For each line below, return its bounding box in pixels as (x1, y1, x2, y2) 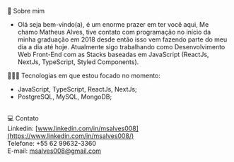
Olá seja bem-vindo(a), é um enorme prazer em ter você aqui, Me (17, 20, 209, 28)
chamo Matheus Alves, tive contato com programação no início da (17, 28, 211, 36)
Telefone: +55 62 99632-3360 (7, 139, 97, 147)
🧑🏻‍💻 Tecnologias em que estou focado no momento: (7, 71, 161, 80)
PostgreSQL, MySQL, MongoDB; (17, 92, 112, 101)
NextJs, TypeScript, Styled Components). (17, 58, 139, 66)
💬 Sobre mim (7, 7, 45, 15)
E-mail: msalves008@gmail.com (7, 147, 101, 155)
